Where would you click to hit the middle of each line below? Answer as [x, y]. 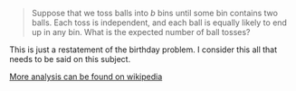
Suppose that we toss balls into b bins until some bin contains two [155, 13]
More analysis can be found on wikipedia [86, 77]
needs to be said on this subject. [70, 59]
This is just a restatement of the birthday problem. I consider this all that [143, 50]
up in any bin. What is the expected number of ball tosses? [141, 32]
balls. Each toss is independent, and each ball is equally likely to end [159, 23]
